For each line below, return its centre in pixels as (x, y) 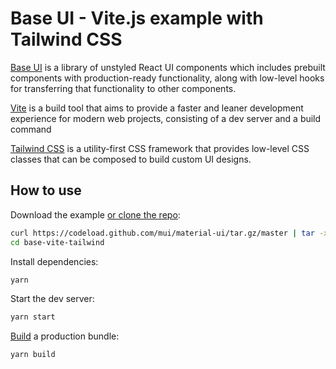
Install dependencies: (54, 261)
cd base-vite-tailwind (57, 242)
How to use (46, 190)
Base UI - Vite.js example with (137, 18)
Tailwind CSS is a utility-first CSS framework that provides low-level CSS (160, 148)
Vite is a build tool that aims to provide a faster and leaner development (157, 108)
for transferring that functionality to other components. (123, 88)
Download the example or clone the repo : (95, 214)
